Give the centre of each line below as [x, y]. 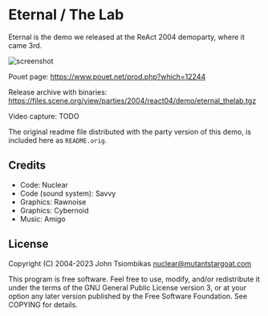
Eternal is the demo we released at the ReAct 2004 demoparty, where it [126, 37]
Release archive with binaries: [58, 92]
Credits [27, 166]
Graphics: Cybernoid [54, 210]
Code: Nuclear [44, 184]
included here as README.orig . [58, 140]
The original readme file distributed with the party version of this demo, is [130, 132]
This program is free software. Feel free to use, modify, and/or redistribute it [134, 279]
